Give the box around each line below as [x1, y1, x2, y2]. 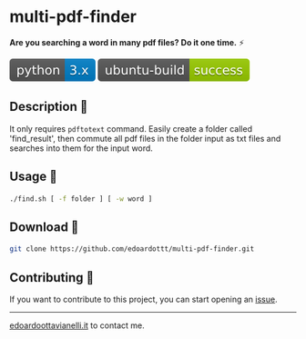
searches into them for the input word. [9, 143, 153, 154]
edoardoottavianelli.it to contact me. [9, 320, 146, 331]
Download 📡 [9, 219, 79, 234]
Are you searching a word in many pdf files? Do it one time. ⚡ [9, 36, 244, 47]
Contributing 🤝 [9, 270, 95, 285]
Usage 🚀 [9, 169, 57, 184]
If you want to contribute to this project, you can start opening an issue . [9, 294, 278, 304]
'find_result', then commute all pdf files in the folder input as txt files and [9, 133, 281, 144]
